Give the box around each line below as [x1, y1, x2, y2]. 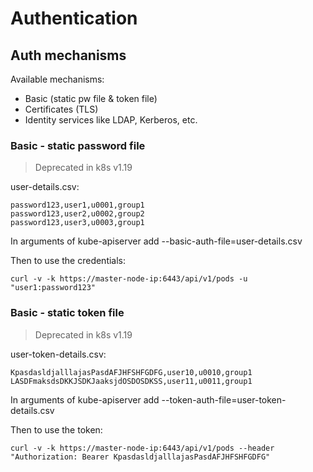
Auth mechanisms [10, 47, 127, 64]
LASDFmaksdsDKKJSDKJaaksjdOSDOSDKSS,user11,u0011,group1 [10, 376, 253, 386]
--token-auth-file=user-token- [161, 393, 287, 406]
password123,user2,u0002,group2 [10, 209, 145, 219]
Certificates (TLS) [24, 103, 99, 115]
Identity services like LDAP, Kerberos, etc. [24, 114, 198, 126]
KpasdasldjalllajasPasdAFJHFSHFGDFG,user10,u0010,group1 [10, 367, 253, 377]
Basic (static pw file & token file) [24, 93, 158, 104]
